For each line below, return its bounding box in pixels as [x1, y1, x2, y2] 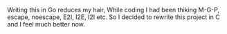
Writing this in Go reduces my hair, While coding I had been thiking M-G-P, [7, 6, 220, 14]
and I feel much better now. [7, 20, 85, 28]
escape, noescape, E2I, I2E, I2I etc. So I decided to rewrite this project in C [7, 13, 220, 21]
